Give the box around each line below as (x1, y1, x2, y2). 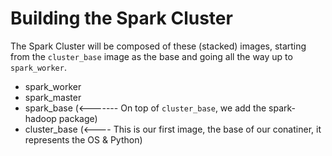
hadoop (24, 112, 57, 124)
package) (58, 112, 98, 124)
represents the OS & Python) (24, 133, 143, 146)
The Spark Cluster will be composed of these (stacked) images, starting (10, 40, 307, 52)
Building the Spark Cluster (10, 7, 233, 30)
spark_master (24, 91, 82, 103)
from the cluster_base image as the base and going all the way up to (10, 50, 293, 62)
